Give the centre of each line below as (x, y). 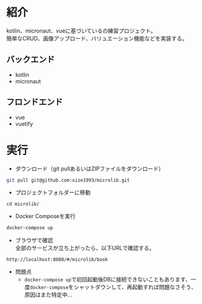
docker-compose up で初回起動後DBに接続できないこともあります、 (107, 279)
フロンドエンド (35, 102)
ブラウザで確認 (34, 240)
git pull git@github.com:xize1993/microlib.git (68, 180)
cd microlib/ (23, 204)
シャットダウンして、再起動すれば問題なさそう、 (135, 287)
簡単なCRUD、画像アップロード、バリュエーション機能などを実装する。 (97, 38)
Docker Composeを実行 (45, 216)
